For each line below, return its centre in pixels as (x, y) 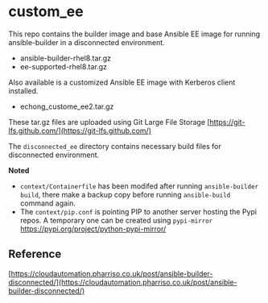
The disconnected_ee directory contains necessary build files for (115, 146)
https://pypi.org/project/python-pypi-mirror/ (93, 229)
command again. (48, 203)
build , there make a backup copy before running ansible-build (125, 194)
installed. (23, 90)
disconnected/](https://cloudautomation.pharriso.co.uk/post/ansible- (123, 282)
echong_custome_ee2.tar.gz (67, 106)
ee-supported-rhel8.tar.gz (63, 66)
